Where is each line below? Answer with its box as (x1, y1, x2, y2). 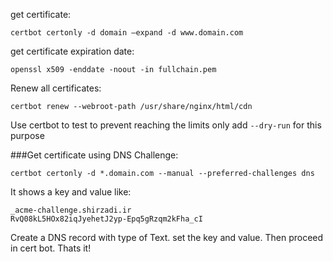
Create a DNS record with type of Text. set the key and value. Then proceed (10, 232, 324, 243)
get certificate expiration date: (10, 45, 135, 57)
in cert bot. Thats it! (10, 242, 92, 254)
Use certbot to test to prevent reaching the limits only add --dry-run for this (10, 119, 322, 131)
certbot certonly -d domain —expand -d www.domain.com (10, 28, 244, 38)
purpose (10, 130, 45, 141)
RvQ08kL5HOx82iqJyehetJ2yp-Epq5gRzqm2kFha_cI (10, 214, 203, 224)
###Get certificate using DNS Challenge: (10, 149, 179, 161)
